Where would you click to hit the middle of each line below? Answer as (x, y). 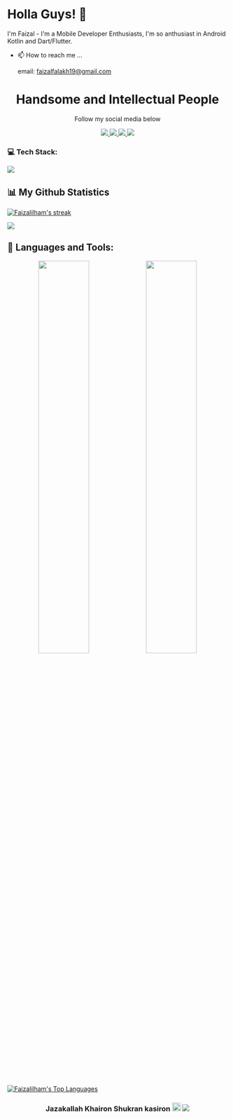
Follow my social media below (118, 119)
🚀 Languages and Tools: (61, 248)
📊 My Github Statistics (58, 192)
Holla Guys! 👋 (47, 14)
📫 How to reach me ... (50, 55)
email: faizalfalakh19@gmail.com (64, 71)
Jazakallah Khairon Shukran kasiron (108, 1109)
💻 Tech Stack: (33, 152)
